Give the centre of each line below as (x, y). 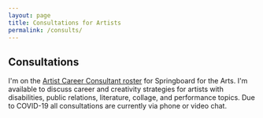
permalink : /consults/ (45, 30)
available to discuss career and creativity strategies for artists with (116, 89)
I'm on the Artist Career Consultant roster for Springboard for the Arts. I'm (128, 81)
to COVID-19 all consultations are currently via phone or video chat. (117, 106)
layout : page (30, 15)
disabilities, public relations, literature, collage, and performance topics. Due (132, 98)
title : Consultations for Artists (65, 23)
